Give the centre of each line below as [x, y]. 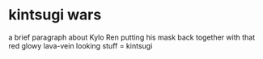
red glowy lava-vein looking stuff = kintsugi [81, 45]
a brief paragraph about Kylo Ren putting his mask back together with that [132, 37]
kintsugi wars [55, 15]
